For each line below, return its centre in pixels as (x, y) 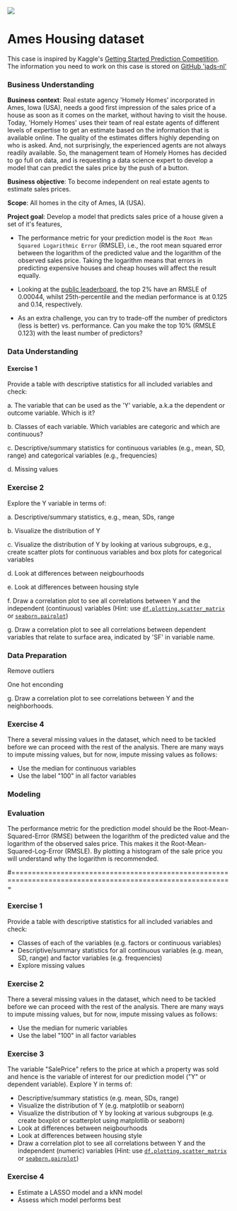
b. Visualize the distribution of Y (54, 530)
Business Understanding (51, 84)
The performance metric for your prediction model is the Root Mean (115, 238)
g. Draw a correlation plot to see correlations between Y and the (101, 698)
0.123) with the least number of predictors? (80, 333)
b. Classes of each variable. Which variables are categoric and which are (114, 427)
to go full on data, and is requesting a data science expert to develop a (110, 160)
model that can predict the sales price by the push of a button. (98, 168)
